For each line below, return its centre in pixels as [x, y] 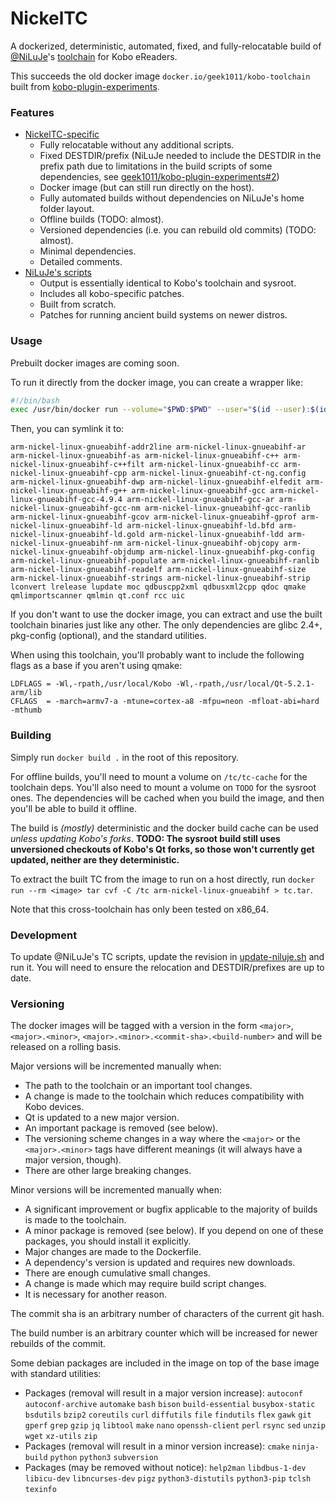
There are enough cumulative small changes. [117, 1273]
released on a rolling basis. [66, 1047]
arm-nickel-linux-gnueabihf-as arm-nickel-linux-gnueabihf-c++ [145, 456]
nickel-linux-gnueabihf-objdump [77, 552]
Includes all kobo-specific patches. [112, 294]
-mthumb [26, 710]
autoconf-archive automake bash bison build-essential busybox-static [170, 1405]
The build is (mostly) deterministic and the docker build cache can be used [164, 828]
